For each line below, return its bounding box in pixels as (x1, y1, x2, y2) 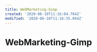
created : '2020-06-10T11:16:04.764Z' (5, 12, 81, 16)
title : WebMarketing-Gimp (5, 7, 57, 12)
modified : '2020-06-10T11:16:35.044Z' (5, 16, 83, 21)
